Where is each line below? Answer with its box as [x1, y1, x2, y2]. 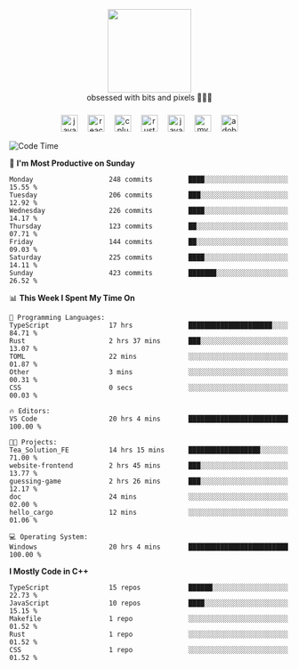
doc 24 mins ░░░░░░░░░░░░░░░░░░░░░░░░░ [9, 492, 289, 502]
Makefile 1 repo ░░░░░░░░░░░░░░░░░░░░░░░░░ [9, 614, 289, 623]
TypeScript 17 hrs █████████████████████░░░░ [9, 321, 289, 330]
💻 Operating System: [9, 532, 89, 542]
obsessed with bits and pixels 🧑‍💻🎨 [86, 93, 213, 102]
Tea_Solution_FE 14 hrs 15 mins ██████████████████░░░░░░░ [9, 445, 289, 454]
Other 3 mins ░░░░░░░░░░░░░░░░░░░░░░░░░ [9, 367, 289, 377]
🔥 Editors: [9, 406, 51, 415]
